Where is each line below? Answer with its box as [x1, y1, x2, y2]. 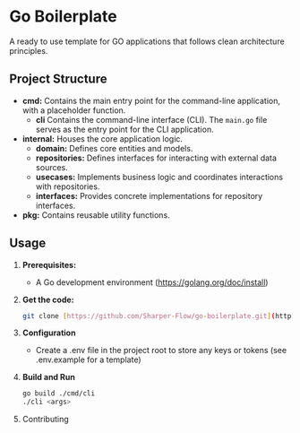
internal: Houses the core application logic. [21, 133, 184, 144]
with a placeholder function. [21, 105, 126, 116]
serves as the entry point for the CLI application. [35, 124, 214, 134]
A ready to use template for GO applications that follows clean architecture [9, 36, 285, 47]
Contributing [21, 414, 69, 425]
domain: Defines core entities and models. [35, 143, 193, 153]
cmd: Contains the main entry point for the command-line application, [21, 95, 280, 106]
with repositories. [35, 181, 100, 192]
